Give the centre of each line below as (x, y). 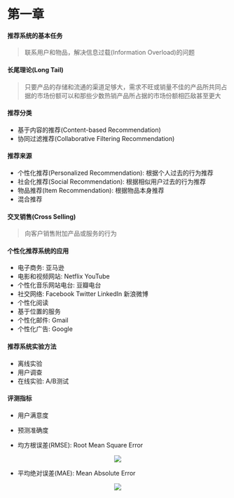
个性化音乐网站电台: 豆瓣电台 (59, 285)
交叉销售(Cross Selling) (42, 216)
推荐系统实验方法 (32, 346)
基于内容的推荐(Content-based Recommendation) (89, 130)
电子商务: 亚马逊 (41, 268)
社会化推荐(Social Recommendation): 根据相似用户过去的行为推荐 (112, 182)
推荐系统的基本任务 (35, 35)
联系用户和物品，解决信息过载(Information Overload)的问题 (109, 53)
